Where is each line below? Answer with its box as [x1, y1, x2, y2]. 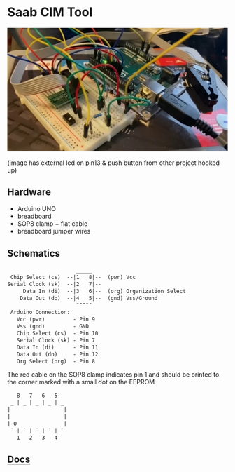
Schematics [7, 247, 61, 259]
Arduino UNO [17, 205, 57, 213]
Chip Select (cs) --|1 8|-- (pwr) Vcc [10, 274, 136, 281]
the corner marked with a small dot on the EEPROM [7, 378, 155, 386]
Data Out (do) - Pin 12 [16, 351, 99, 358]
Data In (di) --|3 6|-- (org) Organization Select [22, 288, 187, 295]
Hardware [7, 186, 51, 198]
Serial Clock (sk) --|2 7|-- [7, 281, 101, 288]
